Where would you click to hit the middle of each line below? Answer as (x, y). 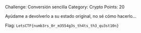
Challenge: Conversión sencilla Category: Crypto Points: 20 (65, 7)
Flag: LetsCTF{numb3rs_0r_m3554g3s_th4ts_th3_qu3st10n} (62, 25)
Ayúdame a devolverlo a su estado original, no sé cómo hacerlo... (71, 16)
